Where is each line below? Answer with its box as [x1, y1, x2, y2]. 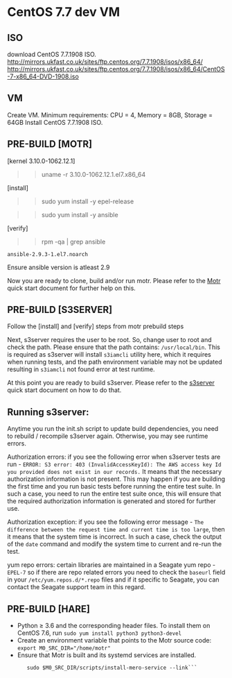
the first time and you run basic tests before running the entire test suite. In [7, 482, 221, 491]
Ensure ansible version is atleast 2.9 [7, 263, 110, 271]
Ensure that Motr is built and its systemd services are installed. [17, 651, 197, 659]
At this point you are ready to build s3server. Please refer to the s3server [7, 379, 215, 387]
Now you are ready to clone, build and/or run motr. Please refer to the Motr [7, 276, 221, 285]
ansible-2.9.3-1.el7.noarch [7, 251, 89, 257]
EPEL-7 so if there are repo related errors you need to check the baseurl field [7, 568, 226, 577]
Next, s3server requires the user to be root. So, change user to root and [7, 336, 213, 344]
